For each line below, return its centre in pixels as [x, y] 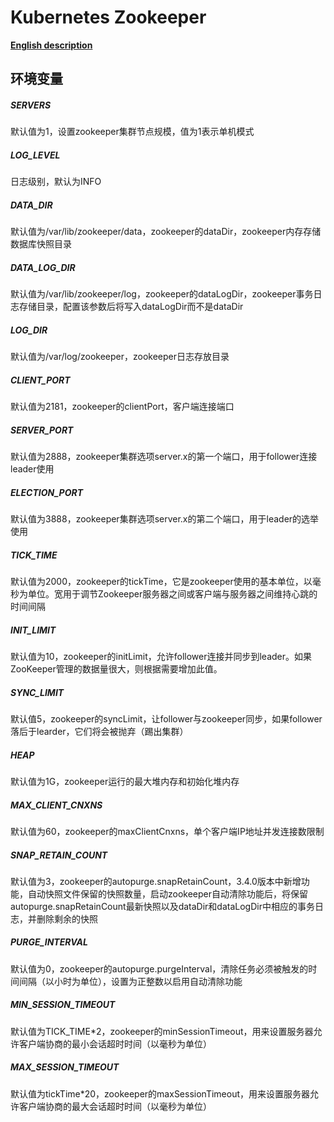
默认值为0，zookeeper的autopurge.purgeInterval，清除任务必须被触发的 [159, 968]
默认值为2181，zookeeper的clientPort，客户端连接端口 [122, 407]
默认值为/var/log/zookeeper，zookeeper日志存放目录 [120, 357]
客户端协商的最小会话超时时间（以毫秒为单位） [115, 1043]
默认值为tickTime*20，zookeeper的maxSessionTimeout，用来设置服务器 [160, 1093]
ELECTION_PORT [46, 492]
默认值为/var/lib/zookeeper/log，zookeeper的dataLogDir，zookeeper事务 [162, 294]
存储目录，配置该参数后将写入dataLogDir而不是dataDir [131, 307]
